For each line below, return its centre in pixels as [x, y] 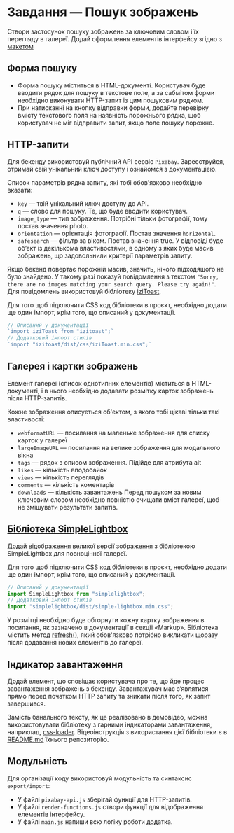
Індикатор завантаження [65, 665]
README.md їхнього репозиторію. [58, 740]
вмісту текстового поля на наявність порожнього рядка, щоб [109, 115]
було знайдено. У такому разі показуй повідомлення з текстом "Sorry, [113, 276]
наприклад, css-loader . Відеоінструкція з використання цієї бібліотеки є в [117, 732]
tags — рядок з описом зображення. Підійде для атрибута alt [109, 462]
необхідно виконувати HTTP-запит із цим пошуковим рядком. [110, 100]
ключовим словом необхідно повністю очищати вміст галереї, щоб [118, 499]
